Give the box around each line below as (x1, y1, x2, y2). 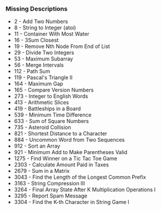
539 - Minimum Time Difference (14, 111, 92, 118)
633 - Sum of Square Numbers (14, 118, 89, 125)
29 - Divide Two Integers (14, 49, 75, 56)
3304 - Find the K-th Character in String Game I (14, 199, 130, 206)
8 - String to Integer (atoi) (14, 24, 76, 31)
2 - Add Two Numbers (14, 18, 68, 25)
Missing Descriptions (5, 5, 68, 13)
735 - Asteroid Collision (14, 124, 71, 131)
